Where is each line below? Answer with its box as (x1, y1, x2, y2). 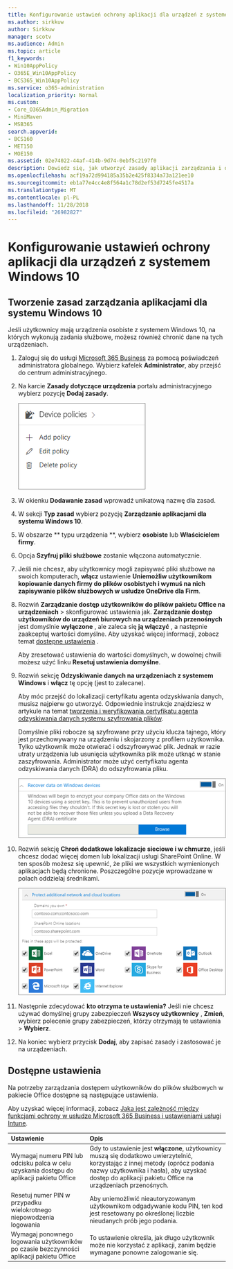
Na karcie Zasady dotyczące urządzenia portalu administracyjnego (17, 382, 212, 390)
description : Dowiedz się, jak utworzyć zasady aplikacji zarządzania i (8, 165, 222, 172)
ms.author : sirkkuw (8, 18, 64, 26)
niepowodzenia (10, 1213, 55, 1221)
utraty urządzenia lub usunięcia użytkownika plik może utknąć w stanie (17, 750, 221, 759)
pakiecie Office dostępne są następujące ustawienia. (8, 1091, 158, 1099)
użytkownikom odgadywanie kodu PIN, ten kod (89, 1202, 223, 1210)
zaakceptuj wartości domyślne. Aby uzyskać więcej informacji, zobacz (17, 630, 220, 638)
